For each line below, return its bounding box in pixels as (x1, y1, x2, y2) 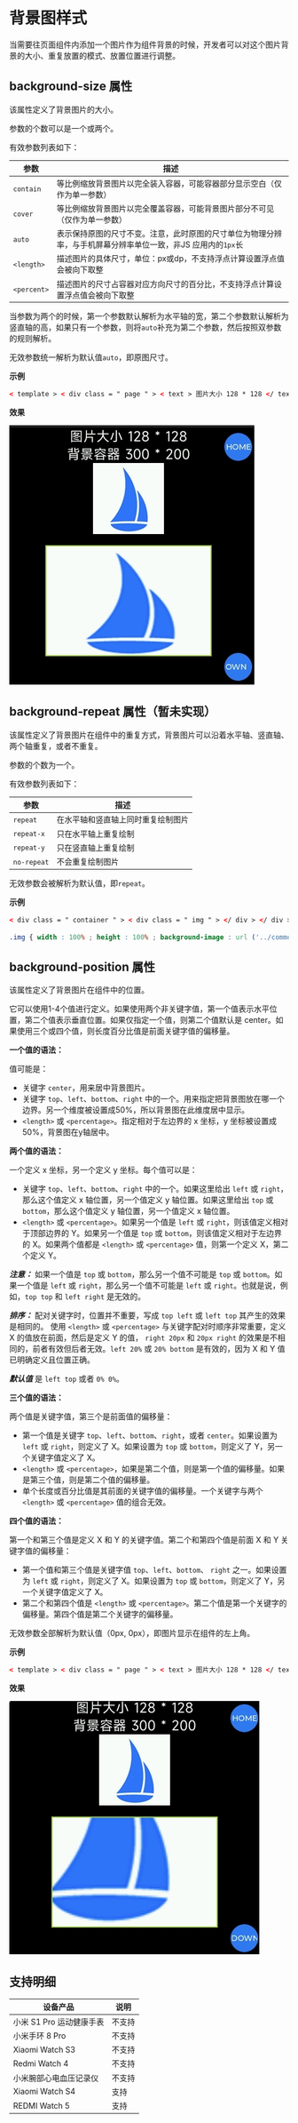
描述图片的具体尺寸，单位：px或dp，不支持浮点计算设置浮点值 (56, 253, 286, 264)
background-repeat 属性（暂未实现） (9, 704, 216, 720)
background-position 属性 (9, 959, 155, 974)
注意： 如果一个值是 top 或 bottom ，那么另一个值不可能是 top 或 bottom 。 (9, 1269, 275, 1280)
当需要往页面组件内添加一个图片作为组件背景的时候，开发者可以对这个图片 (9, 39, 281, 50)
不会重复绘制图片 (56, 857, 120, 867)
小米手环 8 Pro (12, 2030, 67, 2040)
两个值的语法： (9, 1145, 64, 1156)
